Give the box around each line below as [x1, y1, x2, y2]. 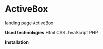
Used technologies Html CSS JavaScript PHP [5, 29, 98, 35]
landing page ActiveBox [5, 20, 53, 26]
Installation [5, 39, 29, 45]
